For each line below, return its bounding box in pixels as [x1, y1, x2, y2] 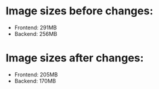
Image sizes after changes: [5, 51, 144, 65]
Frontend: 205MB [14, 70, 58, 78]
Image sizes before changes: [5, 4, 154, 18]
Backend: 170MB [14, 77, 57, 84]
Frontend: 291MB [14, 24, 57, 31]
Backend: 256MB [14, 30, 58, 37]
